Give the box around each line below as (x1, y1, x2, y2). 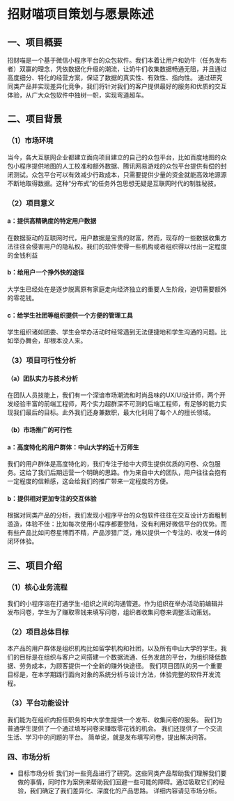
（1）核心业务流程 (7, 582, 68, 592)
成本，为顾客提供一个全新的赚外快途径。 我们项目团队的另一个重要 (31, 662, 223, 670)
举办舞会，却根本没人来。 (13, 336, 87, 345)
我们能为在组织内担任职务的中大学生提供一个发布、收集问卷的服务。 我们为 (7, 715, 223, 724)
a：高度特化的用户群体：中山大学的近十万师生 (7, 443, 139, 451)
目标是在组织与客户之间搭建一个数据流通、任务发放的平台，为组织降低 (19, 653, 221, 662)
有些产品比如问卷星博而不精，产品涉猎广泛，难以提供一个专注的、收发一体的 (7, 529, 227, 537)
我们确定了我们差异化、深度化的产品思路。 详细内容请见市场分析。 (29, 786, 221, 795)
